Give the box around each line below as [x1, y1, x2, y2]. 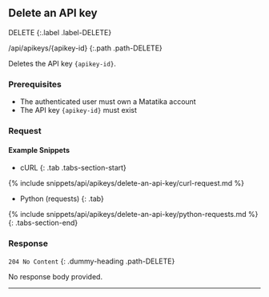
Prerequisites [8, 78, 62, 90]
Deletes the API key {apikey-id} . [8, 58, 116, 68]
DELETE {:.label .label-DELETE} [8, 27, 112, 37]
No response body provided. [8, 271, 102, 281]
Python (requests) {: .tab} [19, 194, 104, 203]
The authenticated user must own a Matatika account [19, 97, 196, 106]
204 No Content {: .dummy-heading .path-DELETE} [8, 256, 175, 266]
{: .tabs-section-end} [8, 218, 78, 227]
